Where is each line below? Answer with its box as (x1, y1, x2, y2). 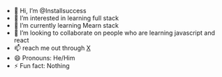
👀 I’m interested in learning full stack (13, 14, 119, 22)
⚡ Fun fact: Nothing (13, 62, 70, 69)
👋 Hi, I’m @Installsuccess (13, 7, 87, 15)
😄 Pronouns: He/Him (13, 54, 75, 62)
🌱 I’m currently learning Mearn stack (13, 22, 119, 29)
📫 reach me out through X (13, 44, 91, 52)
